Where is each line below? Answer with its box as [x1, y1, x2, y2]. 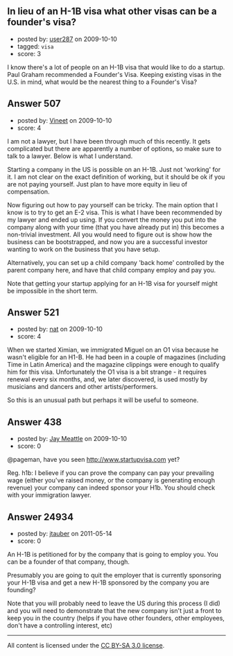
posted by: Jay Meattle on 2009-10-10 [17, 435, 127, 443]
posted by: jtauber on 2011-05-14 [17, 530, 112, 538]
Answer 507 [7, 98, 61, 110]
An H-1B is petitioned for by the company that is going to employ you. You [7, 551, 218, 559]
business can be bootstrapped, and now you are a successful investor [7, 237, 208, 245]
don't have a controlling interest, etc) [7, 621, 112, 630]
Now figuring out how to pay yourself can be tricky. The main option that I [7, 200, 218, 209]
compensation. [7, 187, 50, 196]
